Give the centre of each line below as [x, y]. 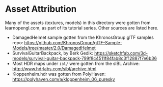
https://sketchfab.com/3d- [121, 53]
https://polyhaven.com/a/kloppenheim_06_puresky [64, 79]
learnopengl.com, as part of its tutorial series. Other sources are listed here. [82, 28]
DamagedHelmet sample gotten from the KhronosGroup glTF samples [83, 37]
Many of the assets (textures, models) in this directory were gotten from [78, 23]
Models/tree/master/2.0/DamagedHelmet [54, 48]
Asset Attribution [41, 9]
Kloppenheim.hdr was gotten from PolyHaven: [59, 74]
